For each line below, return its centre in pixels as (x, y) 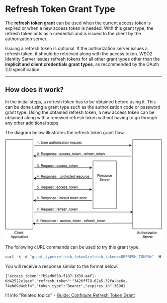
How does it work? (35, 90)
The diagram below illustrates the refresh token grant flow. (65, 132)
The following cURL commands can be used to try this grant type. (73, 247)
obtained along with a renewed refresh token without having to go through (81, 117)
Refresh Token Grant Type (60, 9)
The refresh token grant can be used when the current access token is (78, 23)
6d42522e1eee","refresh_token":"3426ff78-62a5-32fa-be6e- (66, 281)
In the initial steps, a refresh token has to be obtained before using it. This (81, 102)
